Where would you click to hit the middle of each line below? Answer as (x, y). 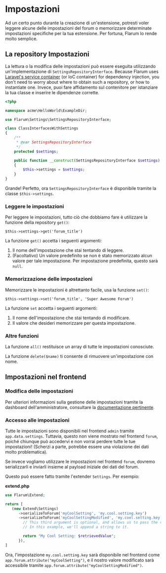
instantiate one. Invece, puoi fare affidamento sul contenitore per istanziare (82, 87)
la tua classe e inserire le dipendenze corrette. (52, 92)
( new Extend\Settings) (35, 509)
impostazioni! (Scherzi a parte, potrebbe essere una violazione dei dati (77, 447)
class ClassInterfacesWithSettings (42, 128)
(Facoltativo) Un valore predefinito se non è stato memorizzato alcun (82, 256)
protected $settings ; (36, 151)
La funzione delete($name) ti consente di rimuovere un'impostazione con (79, 356)
